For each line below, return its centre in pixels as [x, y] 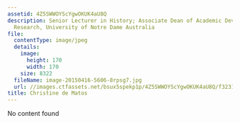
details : [27, 47]
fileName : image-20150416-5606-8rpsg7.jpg [78, 80]
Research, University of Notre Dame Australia [84, 27]
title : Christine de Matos [47, 93]
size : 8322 [36, 73]
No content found [33, 114]
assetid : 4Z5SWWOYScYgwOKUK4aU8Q [57, 14]
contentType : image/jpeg [51, 41]
